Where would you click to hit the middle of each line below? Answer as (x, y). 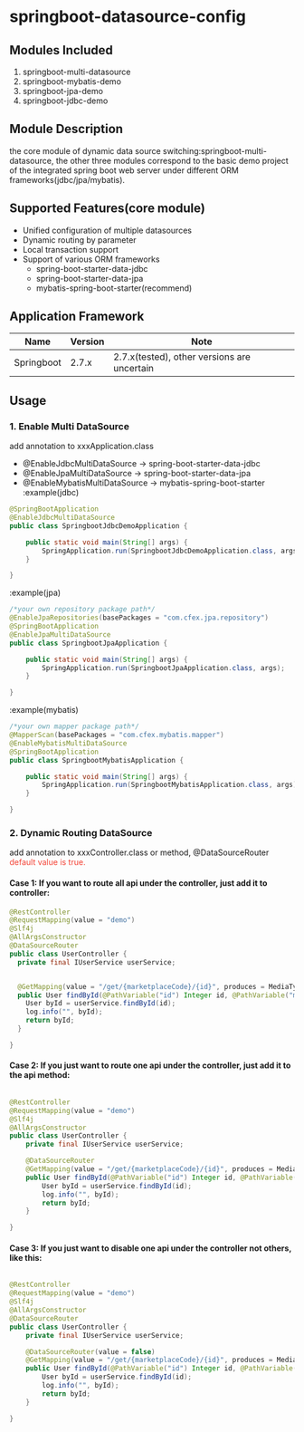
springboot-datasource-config (128, 17)
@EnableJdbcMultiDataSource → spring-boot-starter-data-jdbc (141, 464)
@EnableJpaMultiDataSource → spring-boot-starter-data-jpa (137, 474)
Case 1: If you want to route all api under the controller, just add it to (138, 883)
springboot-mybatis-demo (72, 82)
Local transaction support (71, 249)
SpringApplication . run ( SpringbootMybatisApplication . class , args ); (171, 785)
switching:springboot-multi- (214, 150)
